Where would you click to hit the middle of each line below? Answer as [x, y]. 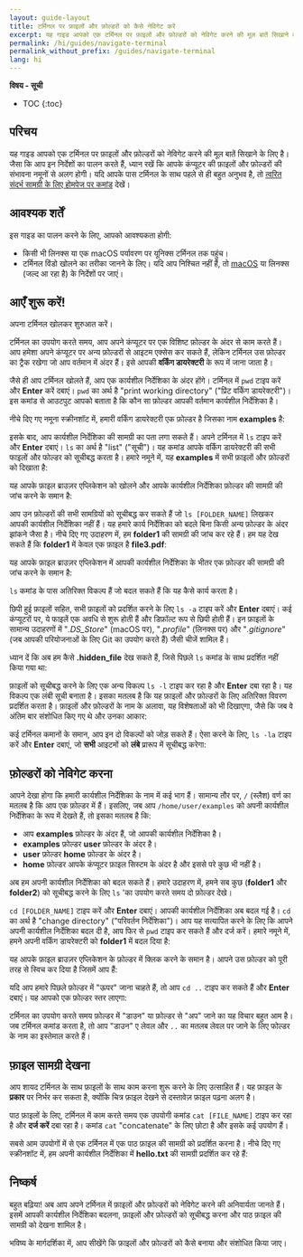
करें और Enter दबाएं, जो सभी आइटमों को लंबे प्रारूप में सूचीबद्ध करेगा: [108, 745]
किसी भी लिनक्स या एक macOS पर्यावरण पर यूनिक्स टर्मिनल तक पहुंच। [125, 253]
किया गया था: [28, 668]
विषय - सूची [26, 85]
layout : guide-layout [50, 18]
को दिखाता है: [28, 468]
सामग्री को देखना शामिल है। [48, 1224]
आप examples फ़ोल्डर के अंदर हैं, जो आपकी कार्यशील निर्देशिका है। [122, 834]
